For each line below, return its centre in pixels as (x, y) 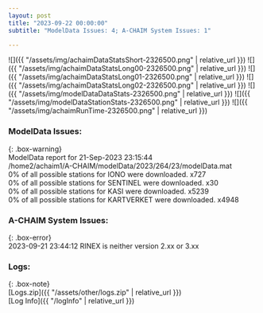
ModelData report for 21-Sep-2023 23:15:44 (81, 157)
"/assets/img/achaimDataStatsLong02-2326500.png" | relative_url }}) (132, 85)
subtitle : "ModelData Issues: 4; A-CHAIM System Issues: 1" (110, 30)
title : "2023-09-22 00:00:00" (58, 23)
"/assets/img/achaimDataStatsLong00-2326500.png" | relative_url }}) (133, 68)
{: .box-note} (29, 284)
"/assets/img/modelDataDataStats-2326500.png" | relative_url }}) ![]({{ (134, 94)
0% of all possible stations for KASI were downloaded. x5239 (108, 191)
